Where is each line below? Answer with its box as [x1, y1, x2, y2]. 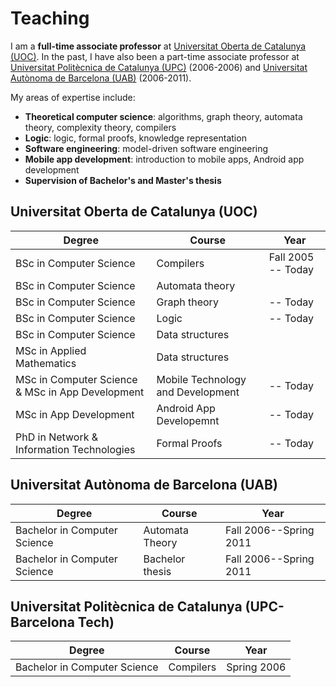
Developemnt [156, 413, 220, 427]
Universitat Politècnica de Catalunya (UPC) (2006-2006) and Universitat [10, 61, 308, 73]
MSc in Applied [15, 343, 87, 357]
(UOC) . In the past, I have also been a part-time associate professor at [10, 50, 300, 62]
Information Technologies [15, 442, 136, 456]
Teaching [10, 7, 90, 30]
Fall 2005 [268, 250, 315, 264]
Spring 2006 [226, 660, 287, 674]
